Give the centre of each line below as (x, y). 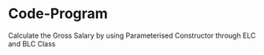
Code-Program (58, 14)
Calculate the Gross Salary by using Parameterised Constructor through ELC (132, 35)
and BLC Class (32, 43)
